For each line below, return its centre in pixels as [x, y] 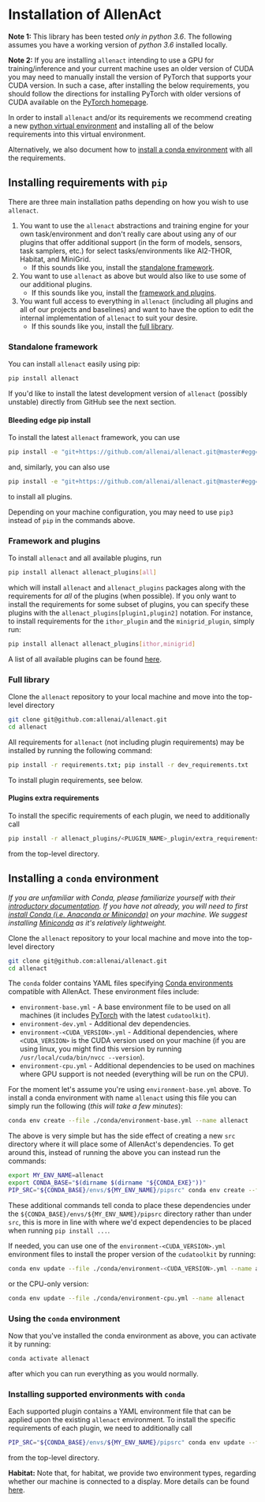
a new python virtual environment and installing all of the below [111, 126]
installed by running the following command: [80, 750]
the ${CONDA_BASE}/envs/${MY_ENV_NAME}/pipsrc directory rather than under [130, 1214]
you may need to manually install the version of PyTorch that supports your [130, 77]
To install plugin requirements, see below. [76, 780]
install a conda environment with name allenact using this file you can [122, 1098]
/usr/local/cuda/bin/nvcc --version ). [82, 1057]
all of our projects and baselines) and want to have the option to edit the [136, 309]
